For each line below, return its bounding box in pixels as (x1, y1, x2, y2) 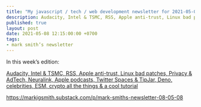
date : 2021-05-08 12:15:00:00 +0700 (6, 31, 98, 37)
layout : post (6, 25, 39, 32)
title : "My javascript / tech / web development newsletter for (6, 8, 170, 15)
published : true (6, 20, 47, 26)
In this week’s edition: (6, 58, 60, 65)
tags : (6, 36, 20, 42)
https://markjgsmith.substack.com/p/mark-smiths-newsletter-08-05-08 (6, 93, 184, 101)
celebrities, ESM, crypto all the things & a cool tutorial (6, 82, 138, 89)
